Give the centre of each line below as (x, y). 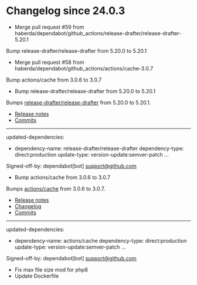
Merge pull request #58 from (49, 62)
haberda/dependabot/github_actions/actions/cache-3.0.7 (84, 68)
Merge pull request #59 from (49, 27)
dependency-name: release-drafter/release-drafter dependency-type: (99, 148)
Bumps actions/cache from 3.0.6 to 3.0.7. (56, 188)
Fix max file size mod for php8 (51, 269)
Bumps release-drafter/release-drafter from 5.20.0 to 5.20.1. (79, 102)
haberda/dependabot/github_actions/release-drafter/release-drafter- (98, 33)
